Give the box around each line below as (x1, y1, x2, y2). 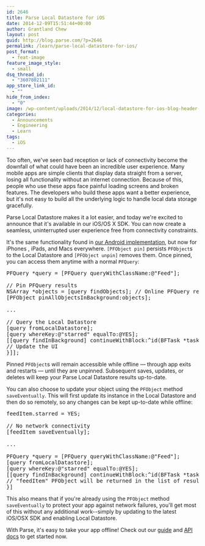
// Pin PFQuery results (6, 282, 77, 289)
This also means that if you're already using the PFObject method (6, 495, 170, 502)
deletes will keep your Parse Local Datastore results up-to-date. (6, 373, 167, 380)
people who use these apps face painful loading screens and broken (6, 182, 179, 189)
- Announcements (12, 117, 53, 123)
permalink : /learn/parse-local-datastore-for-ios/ (6, 43, 138, 49)
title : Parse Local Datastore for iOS (6, 15, 105, 21)
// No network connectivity (6, 422, 90, 429)
